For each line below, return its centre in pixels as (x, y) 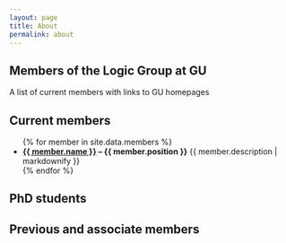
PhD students (48, 199)
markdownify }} (51, 161)
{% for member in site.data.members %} (97, 142)
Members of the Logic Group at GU (108, 70)
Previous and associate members (104, 229)
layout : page (34, 17)
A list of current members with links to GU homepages (109, 92)
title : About (34, 26)
